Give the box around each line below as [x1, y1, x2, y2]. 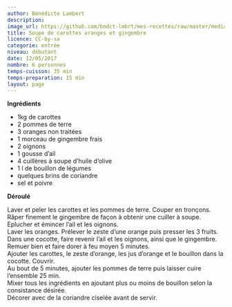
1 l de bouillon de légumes [17, 164, 92, 172]
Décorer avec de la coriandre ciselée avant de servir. [7, 294, 157, 302]
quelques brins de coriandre [17, 172, 98, 180]
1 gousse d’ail [17, 150, 56, 158]
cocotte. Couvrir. [7, 257, 55, 266]
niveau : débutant [7, 49, 57, 56]
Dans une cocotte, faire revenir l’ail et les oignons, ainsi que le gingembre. [7, 235, 217, 244]
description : [7, 17, 45, 23]
